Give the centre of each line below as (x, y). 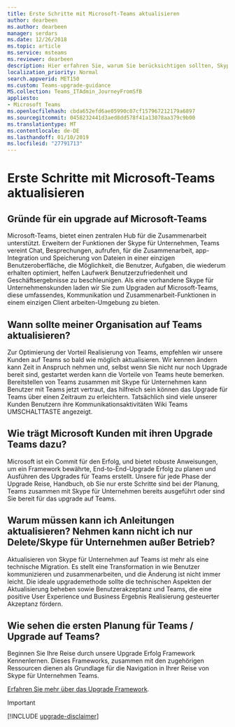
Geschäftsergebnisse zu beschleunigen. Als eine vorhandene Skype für (111, 280)
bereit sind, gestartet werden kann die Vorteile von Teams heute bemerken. (116, 374)
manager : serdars (33, 33)
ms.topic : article (34, 46)
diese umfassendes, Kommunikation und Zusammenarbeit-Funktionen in (112, 295)
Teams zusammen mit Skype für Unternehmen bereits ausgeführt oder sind (116, 491)
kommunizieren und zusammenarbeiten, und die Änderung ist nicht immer (114, 574)
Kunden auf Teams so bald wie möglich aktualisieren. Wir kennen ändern (112, 359)
